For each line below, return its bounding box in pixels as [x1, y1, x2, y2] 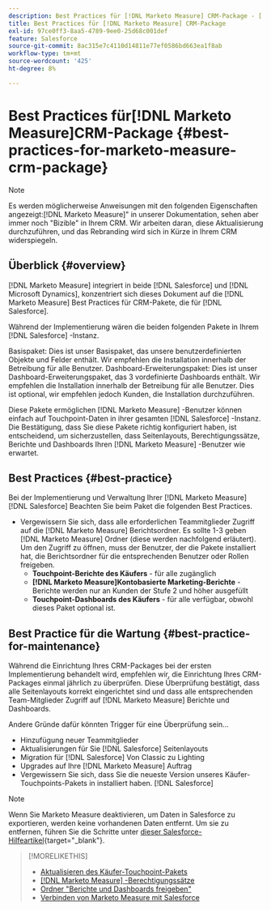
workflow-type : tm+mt [8, 49, 82, 58]
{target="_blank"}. [44, 835, 105, 845]
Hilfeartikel [8, 835, 44, 845]
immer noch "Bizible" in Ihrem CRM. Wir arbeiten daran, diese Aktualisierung [8, 218, 264, 228]
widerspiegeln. [8, 235, 58, 245]
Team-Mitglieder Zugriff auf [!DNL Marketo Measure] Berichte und [8, 695, 230, 705]
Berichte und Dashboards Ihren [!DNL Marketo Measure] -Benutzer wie [8, 439, 246, 449]
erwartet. [8, 447, 39, 458]
